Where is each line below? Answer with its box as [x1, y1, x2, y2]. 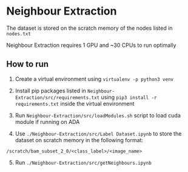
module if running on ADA [15, 118, 80, 125]
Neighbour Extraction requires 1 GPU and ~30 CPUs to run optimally [6, 41, 176, 49]
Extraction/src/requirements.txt [15, 94, 100, 101]
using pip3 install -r [101, 93, 157, 101]
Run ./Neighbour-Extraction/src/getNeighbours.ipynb [15, 159, 152, 166]
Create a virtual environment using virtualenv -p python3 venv [15, 75, 174, 83]
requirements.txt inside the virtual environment [15, 100, 135, 107]
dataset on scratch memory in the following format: [15, 136, 144, 143]
